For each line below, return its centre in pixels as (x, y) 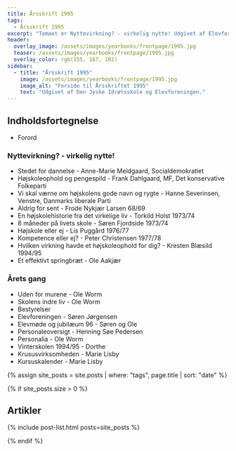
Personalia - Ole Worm (50, 339)
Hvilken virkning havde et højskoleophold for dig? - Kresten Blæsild (115, 246)
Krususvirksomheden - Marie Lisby (68, 354)
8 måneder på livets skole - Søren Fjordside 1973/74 (93, 223)
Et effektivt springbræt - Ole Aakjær (69, 261)
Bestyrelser (34, 309)
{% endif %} (25, 441)
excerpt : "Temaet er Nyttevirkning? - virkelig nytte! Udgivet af (106, 33)
